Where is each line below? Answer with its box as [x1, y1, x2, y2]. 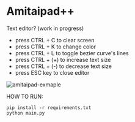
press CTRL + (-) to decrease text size [15, 63, 112, 70]
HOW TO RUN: [6, 93, 44, 100]
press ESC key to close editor [15, 69, 90, 76]
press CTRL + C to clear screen [15, 36, 95, 44]
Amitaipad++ [6, 4, 75, 18]
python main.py [6, 110, 45, 116]
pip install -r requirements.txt [6, 104, 92, 111]
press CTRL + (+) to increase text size [15, 56, 111, 63]
